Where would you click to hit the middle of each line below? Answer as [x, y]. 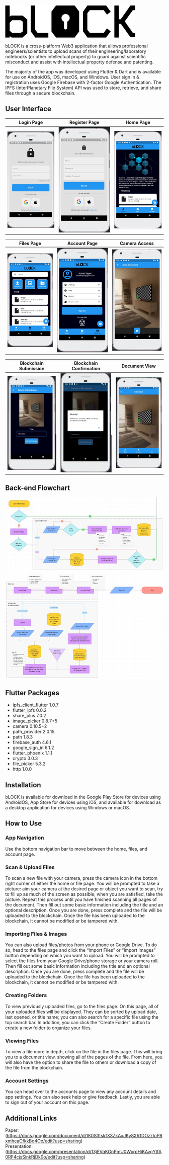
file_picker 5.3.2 [29, 764]
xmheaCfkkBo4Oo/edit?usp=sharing [43, 1141]
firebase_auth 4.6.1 [32, 742]
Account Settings [27, 1080]
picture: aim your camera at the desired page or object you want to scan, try [84, 889]
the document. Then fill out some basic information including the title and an [84, 905]
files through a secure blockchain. [40, 93]
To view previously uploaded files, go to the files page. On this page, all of [82, 1006]
